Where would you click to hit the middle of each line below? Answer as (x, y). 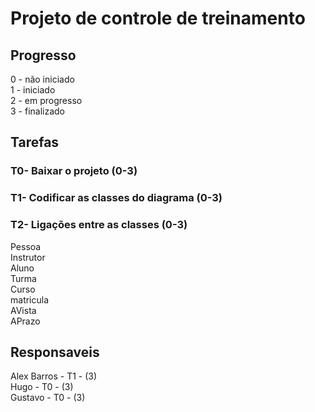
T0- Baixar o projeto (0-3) (74, 171)
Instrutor (28, 257)
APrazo (25, 321)
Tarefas (35, 142)
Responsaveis (55, 352)
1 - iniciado (33, 90)
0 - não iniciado (42, 79)
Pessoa (26, 246)
